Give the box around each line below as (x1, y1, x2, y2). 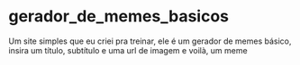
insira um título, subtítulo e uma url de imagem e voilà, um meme (8, 45, 249, 55)
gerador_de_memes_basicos (8, 6, 230, 27)
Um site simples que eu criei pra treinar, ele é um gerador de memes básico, (8, 36, 292, 46)
